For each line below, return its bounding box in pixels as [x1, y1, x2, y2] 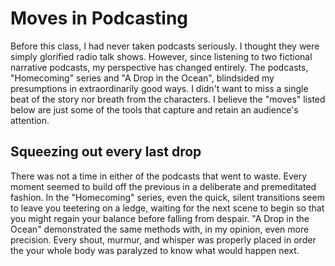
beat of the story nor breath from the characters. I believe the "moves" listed [10, 93, 326, 105]
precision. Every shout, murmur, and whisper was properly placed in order [10, 233, 317, 246]
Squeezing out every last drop [10, 143, 202, 161]
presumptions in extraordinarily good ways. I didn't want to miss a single [10, 82, 309, 94]
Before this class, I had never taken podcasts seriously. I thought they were [10, 40, 320, 52]
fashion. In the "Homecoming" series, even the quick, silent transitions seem [10, 191, 325, 203]
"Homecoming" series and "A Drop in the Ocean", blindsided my [10, 72, 275, 84]
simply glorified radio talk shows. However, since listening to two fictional [10, 50, 313, 62]
